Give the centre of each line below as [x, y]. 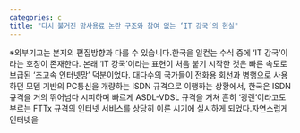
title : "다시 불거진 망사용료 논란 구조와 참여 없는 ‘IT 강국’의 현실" [124, 26]
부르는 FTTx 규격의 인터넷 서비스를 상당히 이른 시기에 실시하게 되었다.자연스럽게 [149, 108]
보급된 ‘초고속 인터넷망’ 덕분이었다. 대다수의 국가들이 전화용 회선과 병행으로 [140, 75]
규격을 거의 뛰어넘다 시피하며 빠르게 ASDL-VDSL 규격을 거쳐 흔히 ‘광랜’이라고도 [148, 97]
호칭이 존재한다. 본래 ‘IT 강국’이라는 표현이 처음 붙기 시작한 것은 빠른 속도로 [157, 63]
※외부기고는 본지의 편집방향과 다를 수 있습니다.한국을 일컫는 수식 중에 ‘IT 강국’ [145, 52]
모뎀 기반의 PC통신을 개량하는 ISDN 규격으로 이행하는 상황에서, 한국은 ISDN [158, 86]
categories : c [36, 17]
